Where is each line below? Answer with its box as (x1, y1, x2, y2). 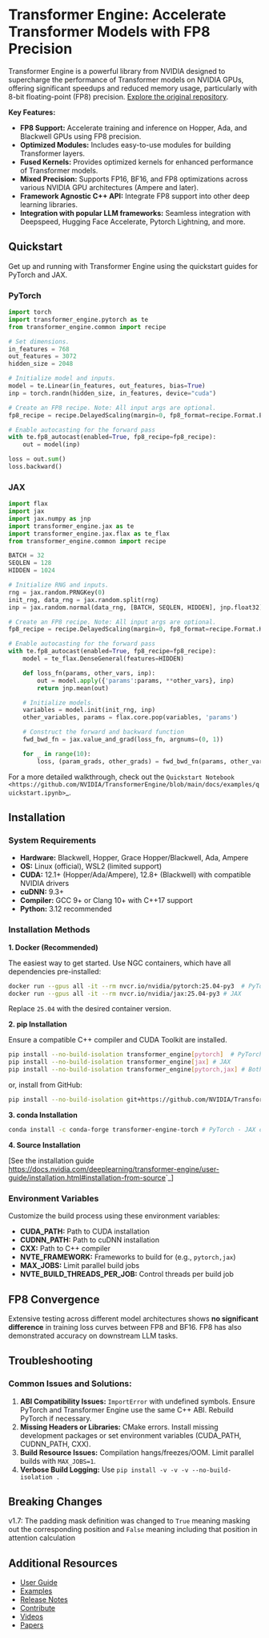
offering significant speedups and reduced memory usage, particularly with (8, 83, 258, 93)
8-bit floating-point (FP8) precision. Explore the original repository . (8, 91, 229, 101)
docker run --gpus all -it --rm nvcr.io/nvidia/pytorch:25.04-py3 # (8, 982, 246, 990)
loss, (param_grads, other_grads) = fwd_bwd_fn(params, (37, 757, 227, 766)
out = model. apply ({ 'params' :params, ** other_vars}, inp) (37, 677, 235, 685)
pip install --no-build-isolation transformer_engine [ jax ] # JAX (8, 1058, 231, 1067)
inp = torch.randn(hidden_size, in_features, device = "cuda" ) (8, 389, 217, 397)
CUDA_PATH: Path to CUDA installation (19, 1226, 151, 1237)
